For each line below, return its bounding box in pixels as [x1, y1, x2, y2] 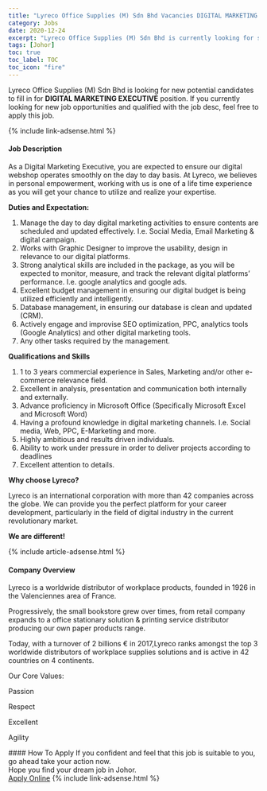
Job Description [8, 144, 63, 153]
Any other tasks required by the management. [19, 335, 171, 346]
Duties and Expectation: [8, 202, 90, 211]
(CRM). [19, 311, 44, 320]
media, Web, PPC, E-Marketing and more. [19, 426, 157, 436]
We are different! [8, 531, 66, 541]
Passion [8, 687, 34, 696]
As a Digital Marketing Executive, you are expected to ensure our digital [8, 161, 242, 171]
